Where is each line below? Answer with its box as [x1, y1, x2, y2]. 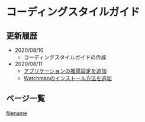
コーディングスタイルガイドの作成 [23, 54, 107, 61]
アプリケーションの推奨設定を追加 [23, 67, 107, 74]
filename [6, 110, 28, 117]
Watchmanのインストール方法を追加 [23, 75, 112, 81]
